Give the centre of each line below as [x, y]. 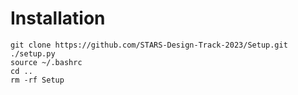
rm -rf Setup [37, 80]
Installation [58, 18]
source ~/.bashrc [46, 62]
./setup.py [33, 53]
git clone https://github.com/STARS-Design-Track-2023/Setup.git [149, 45]
